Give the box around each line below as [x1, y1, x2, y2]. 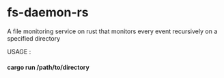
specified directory [7, 34, 61, 42]
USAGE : [7, 47, 31, 56]
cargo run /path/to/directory [7, 63, 90, 71]
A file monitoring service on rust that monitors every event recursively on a [7, 27, 218, 35]
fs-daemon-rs [7, 5, 89, 20]
